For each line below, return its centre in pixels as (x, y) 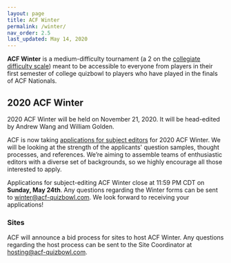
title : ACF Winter (33, 20)
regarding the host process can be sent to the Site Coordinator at (100, 245)
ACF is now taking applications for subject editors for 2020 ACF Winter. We (114, 139)
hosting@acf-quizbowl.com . (47, 252)
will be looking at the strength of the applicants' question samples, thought (113, 147)
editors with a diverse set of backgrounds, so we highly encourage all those (115, 162)
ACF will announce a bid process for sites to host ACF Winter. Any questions (115, 237)
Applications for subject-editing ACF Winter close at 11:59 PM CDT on (106, 182)
